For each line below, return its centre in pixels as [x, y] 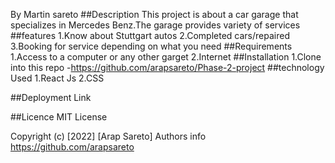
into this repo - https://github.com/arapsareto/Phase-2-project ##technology [167, 67]
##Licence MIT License [59, 117]
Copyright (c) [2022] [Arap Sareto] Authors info [108, 136]
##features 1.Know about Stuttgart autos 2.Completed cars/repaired [150, 35]
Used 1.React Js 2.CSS [57, 78]
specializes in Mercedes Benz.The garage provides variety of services [155, 25]
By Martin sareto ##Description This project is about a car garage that [154, 14]
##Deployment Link [51, 97]
